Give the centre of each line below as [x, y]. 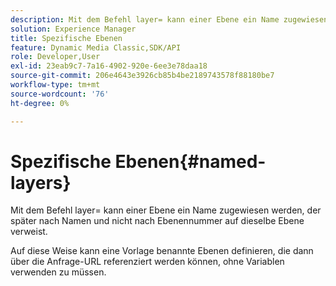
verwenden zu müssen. [58, 272]
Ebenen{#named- [190, 161]
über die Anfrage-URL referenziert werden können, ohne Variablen [147, 262]
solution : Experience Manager [73, 29]
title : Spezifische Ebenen [66, 38]
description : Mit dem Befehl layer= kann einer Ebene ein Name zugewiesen [169, 19]
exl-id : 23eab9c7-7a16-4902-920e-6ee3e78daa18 [109, 66]
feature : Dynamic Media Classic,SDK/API [96, 47]
